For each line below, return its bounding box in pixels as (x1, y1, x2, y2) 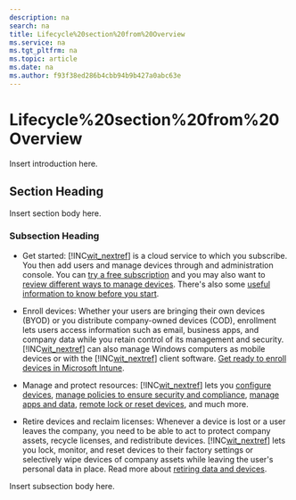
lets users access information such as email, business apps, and (21, 324, 259, 335)
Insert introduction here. (9, 158, 98, 169)
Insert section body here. (9, 207, 102, 219)
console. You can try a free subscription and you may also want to (21, 269, 266, 279)
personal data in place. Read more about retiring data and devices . (21, 463, 267, 474)
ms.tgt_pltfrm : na (9, 46, 78, 55)
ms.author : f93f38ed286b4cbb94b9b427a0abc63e (9, 71, 181, 80)
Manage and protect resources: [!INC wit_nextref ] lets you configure (21, 379, 272, 390)
